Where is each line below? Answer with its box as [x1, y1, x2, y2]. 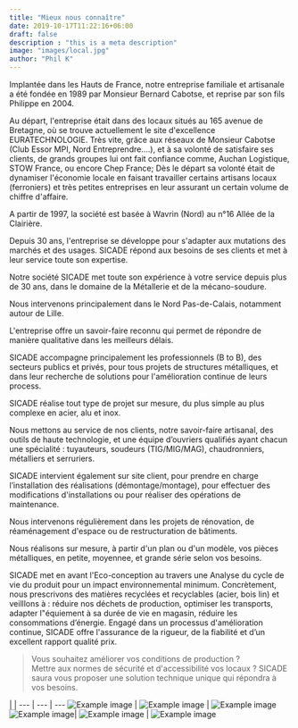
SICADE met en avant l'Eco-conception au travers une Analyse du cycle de [9, 570, 285, 581]
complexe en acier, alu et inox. [9, 407, 121, 418]
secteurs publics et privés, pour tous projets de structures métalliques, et [9, 362, 278, 372]
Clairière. [9, 218, 43, 229]
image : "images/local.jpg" [9, 46, 110, 55]
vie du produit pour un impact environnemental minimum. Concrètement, [9, 580, 277, 590]
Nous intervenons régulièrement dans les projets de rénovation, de [9, 516, 255, 527]
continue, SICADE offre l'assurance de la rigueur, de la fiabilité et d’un [9, 627, 266, 637]
